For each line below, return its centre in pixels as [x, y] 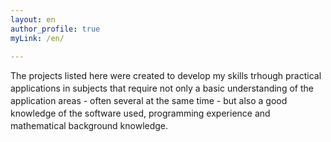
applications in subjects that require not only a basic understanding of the [162, 88]
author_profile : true [55, 29]
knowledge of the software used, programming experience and [140, 113]
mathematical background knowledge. [89, 126]
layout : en [33, 19]
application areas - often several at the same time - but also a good [149, 101]
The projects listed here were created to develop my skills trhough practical [166, 76]
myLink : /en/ [37, 38]
